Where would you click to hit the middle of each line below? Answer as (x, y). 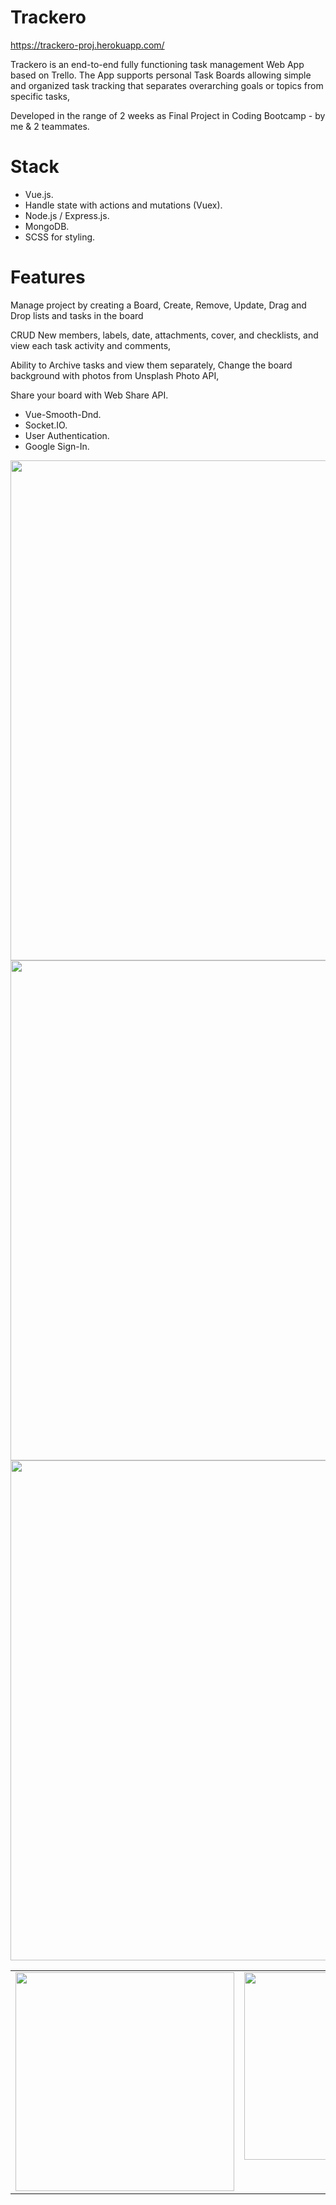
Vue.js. (39, 194)
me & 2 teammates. (50, 126)
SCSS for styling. (60, 237)
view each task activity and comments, (91, 345)
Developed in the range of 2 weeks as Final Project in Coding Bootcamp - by (168, 115)
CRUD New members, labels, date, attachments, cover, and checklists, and (164, 335)
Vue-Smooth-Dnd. (63, 414)
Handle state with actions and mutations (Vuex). (123, 205)
